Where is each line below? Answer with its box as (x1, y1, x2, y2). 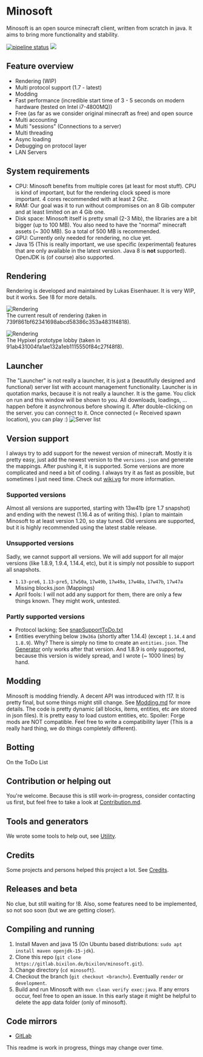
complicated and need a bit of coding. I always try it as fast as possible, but (6, 469, 195, 476)
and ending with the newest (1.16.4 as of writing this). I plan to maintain (6, 511, 183, 518)
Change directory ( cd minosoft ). (15, 966, 96, 974)
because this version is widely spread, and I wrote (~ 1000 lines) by (15, 651, 184, 659)
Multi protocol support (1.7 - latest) (15, 83, 102, 91)
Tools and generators (6, 816, 89, 826)
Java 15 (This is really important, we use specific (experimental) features (15, 241, 197, 248)
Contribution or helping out (6, 776, 111, 786)
